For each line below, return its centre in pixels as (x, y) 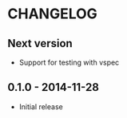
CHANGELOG (52, 14)
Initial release (41, 106)
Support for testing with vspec (69, 62)
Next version (40, 43)
